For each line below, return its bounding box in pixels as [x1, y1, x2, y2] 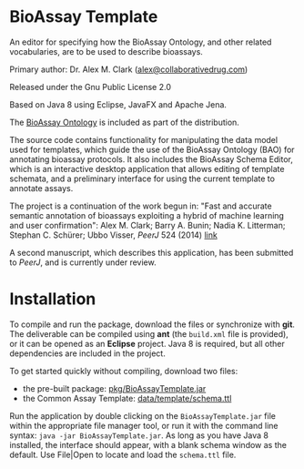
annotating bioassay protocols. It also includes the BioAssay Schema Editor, [9, 153, 293, 165]
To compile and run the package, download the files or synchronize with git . [9, 319, 296, 330]
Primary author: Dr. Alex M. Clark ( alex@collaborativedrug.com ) [9, 64, 248, 75]
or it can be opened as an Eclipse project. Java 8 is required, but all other [9, 338, 285, 349]
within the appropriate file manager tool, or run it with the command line [9, 420, 279, 431]
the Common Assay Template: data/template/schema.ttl [22, 393, 232, 403]
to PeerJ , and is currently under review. [9, 257, 157, 268]
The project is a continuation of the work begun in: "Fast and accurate [9, 200, 272, 211]
